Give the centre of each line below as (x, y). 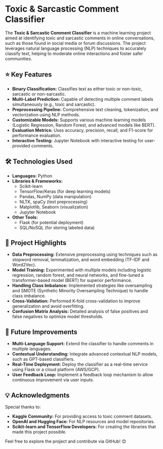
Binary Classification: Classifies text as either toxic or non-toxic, (77, 89)
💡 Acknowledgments (37, 395)
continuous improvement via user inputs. (53, 380)
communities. (19, 58)
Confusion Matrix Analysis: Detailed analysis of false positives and (80, 311)
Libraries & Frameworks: (37, 181)
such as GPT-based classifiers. (43, 359)
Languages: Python (32, 176)
